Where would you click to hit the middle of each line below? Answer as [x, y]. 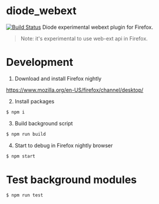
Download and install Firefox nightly [58, 78]
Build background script [44, 123]
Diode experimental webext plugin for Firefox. [97, 27]
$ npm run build [26, 134]
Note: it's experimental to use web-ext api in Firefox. [84, 38]
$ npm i [16, 112]
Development [40, 62]
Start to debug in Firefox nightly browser [64, 145]
